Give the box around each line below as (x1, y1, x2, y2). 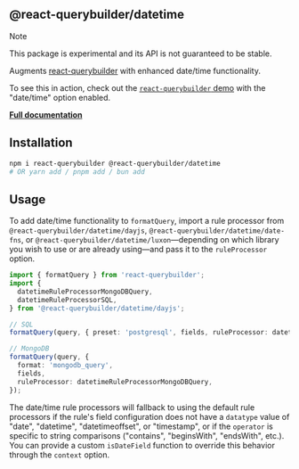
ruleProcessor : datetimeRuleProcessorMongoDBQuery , (17, 377, 214, 386)
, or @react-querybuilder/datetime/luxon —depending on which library (20, 234, 279, 245)
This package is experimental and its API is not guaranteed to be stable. (9, 48, 273, 59)
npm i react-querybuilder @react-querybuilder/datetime (9, 159, 221, 168)
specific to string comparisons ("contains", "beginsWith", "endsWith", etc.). (9, 430, 285, 440)
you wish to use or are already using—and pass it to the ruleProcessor (9, 244, 268, 255)
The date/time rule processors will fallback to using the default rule (9, 401, 255, 413)
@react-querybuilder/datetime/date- (149, 226, 285, 235)
